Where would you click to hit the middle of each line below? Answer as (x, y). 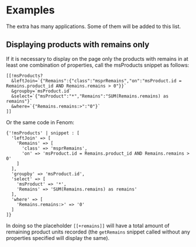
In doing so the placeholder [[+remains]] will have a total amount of (88, 225)
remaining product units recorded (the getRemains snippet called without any (98, 232)
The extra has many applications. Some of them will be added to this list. (94, 26)
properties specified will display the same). (58, 238)
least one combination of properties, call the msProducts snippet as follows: (98, 65)
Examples (30, 10)
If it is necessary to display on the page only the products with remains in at (97, 58)
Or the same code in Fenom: (40, 122)
